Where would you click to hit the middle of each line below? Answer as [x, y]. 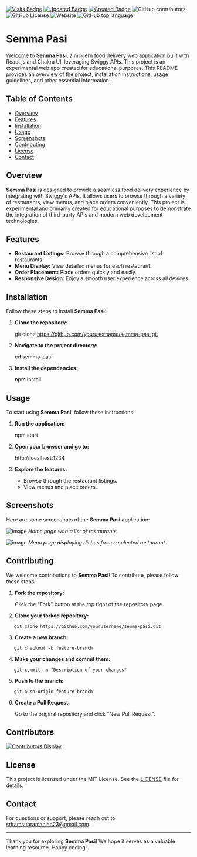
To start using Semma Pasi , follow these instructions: [70, 412]
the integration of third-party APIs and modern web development [84, 214]
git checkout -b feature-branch [53, 648]
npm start [26, 435]
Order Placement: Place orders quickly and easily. [75, 272]
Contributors [30, 733]
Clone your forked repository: [52, 616]
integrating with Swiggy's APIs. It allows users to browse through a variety [96, 196]
